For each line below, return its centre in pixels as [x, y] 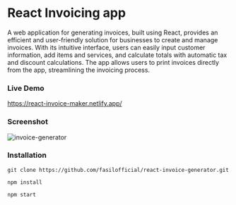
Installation [27, 155]
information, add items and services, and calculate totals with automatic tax [117, 55]
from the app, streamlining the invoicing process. [79, 70]
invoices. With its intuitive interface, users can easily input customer [106, 47]
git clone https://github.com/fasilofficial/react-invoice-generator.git [118, 170]
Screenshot [28, 122]
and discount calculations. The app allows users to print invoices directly [113, 62]
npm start [22, 194]
